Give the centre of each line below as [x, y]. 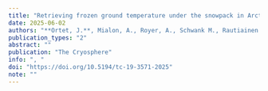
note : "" [23, 74]
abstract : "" [30, 45]
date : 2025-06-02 [37, 23]
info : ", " [26, 60]
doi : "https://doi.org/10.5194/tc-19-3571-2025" [91, 67]
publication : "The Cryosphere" [60, 52]
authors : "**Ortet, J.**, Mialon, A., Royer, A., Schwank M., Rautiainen [134, 30]
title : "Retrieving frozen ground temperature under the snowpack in [126, 15]
